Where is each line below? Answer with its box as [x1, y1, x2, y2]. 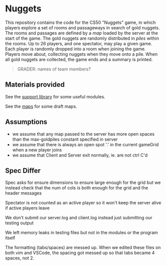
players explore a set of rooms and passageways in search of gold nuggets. [5, 24, 160, 30]
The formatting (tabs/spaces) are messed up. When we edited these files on [5, 245, 161, 251]
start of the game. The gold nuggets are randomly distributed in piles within [5, 35, 160, 41]
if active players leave [5, 205, 50, 211]
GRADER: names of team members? [17, 66, 91, 72]
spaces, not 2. [5, 255, 35, 261]
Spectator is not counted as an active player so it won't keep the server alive [5, 200, 162, 206]
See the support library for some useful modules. [5, 93, 106, 99]
